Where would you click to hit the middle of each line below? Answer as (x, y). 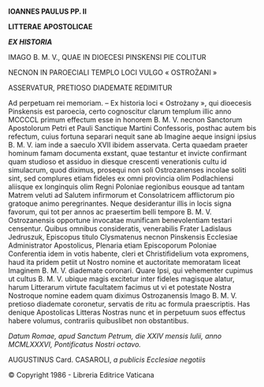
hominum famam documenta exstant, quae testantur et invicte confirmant (128, 153)
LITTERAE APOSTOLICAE (50, 26)
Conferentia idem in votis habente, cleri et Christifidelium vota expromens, (129, 254)
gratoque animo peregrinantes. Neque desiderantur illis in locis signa (120, 203)
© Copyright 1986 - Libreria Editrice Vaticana (82, 375)
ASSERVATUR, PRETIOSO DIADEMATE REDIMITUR (90, 87)
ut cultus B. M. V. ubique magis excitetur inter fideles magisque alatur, (121, 279)
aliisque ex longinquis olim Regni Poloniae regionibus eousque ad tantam (126, 187)
